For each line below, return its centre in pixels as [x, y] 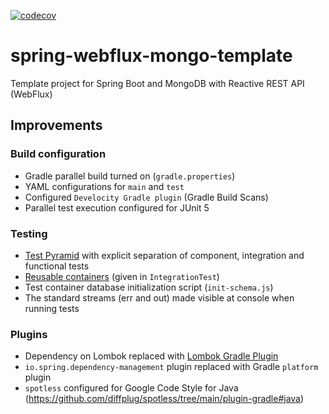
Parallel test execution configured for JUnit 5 [117, 207]
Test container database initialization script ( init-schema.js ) [149, 287]
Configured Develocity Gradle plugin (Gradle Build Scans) [146, 197]
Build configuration [58, 154]
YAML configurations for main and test [104, 186]
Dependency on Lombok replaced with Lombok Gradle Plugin [151, 356]
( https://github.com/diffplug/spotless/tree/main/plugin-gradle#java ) [164, 399]
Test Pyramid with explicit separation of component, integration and [164, 255]
